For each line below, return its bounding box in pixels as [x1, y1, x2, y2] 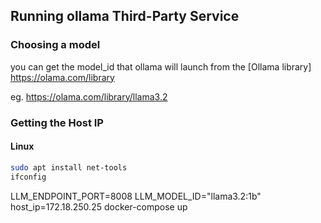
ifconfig [10, 172, 47, 182]
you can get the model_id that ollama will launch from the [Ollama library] [10, 60, 312, 73]
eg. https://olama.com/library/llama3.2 [10, 90, 168, 103]
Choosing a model [10, 38, 101, 52]
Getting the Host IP [10, 115, 104, 129]
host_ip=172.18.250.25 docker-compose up [10, 200, 188, 213]
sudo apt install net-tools [10, 162, 128, 173]
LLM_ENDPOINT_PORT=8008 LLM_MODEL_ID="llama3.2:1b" [10, 190, 262, 202]
